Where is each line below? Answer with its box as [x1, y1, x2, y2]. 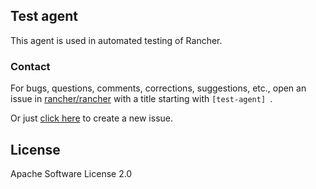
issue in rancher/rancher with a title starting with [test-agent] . [10, 93, 273, 105]
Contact [10, 59, 51, 73]
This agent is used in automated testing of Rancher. [10, 34, 223, 46]
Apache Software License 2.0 [10, 167, 133, 179]
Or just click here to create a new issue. [10, 112, 174, 124]
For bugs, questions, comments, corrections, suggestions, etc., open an [10, 82, 307, 94]
